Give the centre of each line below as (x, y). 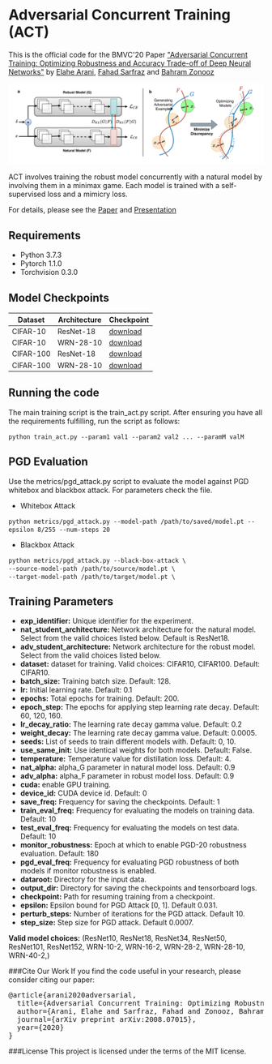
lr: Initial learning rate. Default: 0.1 (76, 690)
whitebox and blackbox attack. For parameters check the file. (110, 490)
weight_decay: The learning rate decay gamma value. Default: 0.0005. (138, 733)
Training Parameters (61, 602)
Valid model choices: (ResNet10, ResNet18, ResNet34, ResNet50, (118, 938)
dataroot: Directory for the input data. (83, 880)
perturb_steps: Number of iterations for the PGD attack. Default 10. (132, 914)
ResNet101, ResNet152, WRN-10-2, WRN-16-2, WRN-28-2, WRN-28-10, (127, 947)
